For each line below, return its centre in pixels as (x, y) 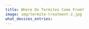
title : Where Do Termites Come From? (45, 10)
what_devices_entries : (29, 19)
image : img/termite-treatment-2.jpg (43, 14)
